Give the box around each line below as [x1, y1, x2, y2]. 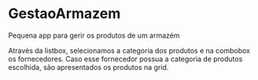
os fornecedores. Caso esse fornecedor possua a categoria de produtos [8, 54, 243, 64]
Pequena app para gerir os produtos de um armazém [8, 31, 180, 40]
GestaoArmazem [8, 5, 121, 23]
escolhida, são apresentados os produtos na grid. [8, 62, 169, 71]
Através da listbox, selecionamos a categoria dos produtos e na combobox [8, 45, 250, 55]
